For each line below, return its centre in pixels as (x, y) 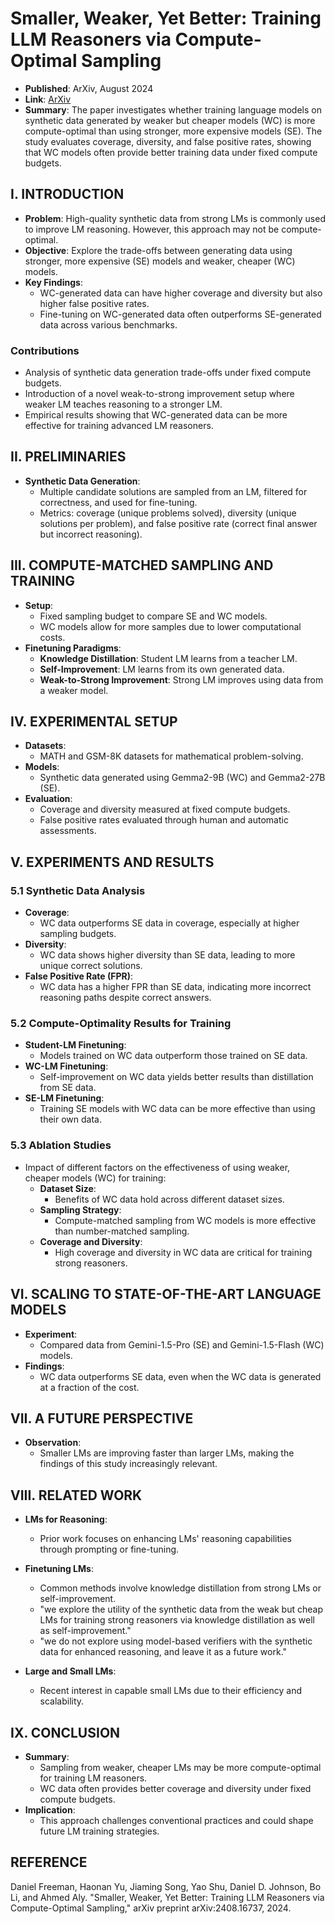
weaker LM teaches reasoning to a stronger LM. (123, 404)
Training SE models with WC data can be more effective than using (177, 1109)
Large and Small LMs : (70, 1671)
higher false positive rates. (94, 303)
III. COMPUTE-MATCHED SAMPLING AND (142, 565)
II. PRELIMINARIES (68, 457)
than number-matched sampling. (122, 1231)
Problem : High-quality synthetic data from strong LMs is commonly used (175, 218)
